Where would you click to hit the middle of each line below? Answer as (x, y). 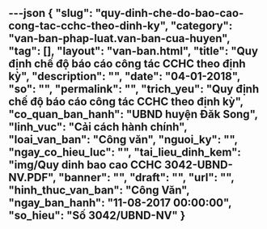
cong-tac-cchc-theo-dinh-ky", (88, 26)
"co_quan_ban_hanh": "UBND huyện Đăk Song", (133, 114)
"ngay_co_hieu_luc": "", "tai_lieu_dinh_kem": (125, 153)
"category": (201, 26)
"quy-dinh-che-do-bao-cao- (170, 13)
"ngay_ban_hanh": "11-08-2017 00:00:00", (120, 203)
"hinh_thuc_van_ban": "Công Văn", (99, 191)
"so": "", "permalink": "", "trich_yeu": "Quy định (134, 89)
